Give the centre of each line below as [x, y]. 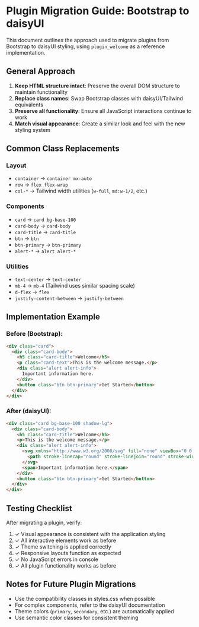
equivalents [29, 105]
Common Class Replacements [63, 149]
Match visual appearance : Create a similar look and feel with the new [100, 124]
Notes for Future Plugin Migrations [71, 585]
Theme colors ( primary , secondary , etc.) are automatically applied [94, 611]
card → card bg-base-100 [45, 219]
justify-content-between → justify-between [69, 298]
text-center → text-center [48, 279]
